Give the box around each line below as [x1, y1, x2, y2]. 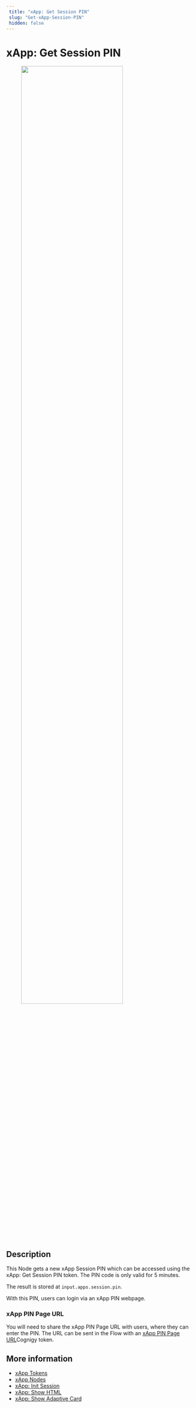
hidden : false [8, 20, 44, 26]
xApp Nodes [14, 1376, 46, 1383]
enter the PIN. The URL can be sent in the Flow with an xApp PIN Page [6, 1330, 180, 1337]
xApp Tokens [14, 1370, 48, 1377]
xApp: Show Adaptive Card [14, 1395, 82, 1403]
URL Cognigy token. [6, 1336, 54, 1344]
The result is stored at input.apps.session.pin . [6, 1283, 122, 1290]
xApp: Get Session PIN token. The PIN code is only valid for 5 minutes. [6, 1272, 180, 1279]
